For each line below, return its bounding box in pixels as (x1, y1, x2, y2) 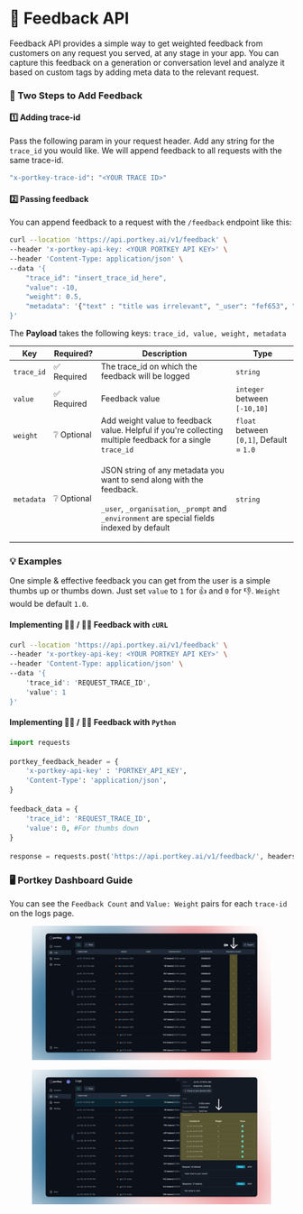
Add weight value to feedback (100, 415, 212, 427)
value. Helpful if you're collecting (100, 425, 224, 436)
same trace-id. (9, 155, 64, 166)
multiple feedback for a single (100, 435, 212, 446)
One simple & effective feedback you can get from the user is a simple (9, 575, 271, 586)
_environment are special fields (100, 512, 215, 523)
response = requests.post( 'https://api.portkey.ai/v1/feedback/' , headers (9, 852, 297, 861)
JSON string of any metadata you (100, 464, 225, 475)
